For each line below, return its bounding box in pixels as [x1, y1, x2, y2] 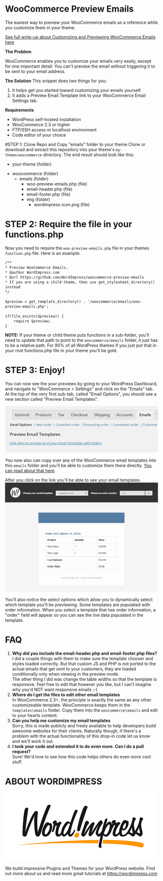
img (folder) [26, 196, 50, 202]
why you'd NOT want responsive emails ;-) [12, 686, 98, 692]
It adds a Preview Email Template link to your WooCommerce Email [12, 92, 146, 98]
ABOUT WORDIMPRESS [5, 776, 102, 787]
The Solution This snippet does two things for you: [5, 78, 107, 84]
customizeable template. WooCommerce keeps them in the [12, 702, 130, 708]
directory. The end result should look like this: [43, 152, 134, 158]
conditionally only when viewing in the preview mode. [12, 671, 120, 677]
